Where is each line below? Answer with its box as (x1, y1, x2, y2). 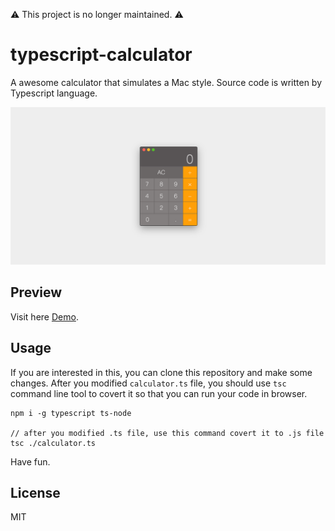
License (10, 484, 61, 501)
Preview (10, 284, 63, 301)
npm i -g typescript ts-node (10, 408, 132, 418)
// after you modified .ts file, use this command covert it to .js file (10, 428, 325, 438)
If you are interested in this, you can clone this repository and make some (10, 366, 313, 378)
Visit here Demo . (10, 310, 79, 323)
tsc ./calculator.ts (10, 438, 97, 448)
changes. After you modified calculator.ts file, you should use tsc (10, 377, 287, 389)
